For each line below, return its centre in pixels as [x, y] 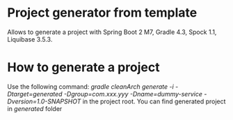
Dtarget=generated [35, 94]
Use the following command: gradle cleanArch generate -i [90, 86]
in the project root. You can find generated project [154, 101]
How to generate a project [83, 68]
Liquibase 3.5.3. [30, 39]
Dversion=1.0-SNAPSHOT [44, 101]
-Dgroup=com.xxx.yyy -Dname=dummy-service [133, 94]
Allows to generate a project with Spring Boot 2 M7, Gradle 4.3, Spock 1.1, [112, 32]
